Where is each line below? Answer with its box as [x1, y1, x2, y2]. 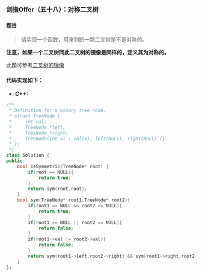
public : [6, 158, 26, 164]
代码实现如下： [6, 77, 43, 84]
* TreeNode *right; [8, 130, 69, 136]
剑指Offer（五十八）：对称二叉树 [6, 5, 99, 13]
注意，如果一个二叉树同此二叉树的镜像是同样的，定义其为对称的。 [6, 49, 170, 56]
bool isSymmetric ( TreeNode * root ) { [17, 163, 109, 169]
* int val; [8, 119, 47, 125]
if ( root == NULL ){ [28, 169, 74, 175]
